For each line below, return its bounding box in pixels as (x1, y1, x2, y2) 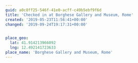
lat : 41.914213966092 (10, 40, 56, 46)
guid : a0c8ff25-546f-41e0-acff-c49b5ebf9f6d (5, 7, 102, 13)
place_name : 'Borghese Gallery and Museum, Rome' (5, 50, 113, 55)
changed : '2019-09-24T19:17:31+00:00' (5, 22, 88, 27)
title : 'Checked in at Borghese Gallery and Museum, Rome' (5, 12, 134, 17)
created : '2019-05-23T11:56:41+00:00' (5, 17, 88, 22)
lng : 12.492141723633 (10, 45, 56, 50)
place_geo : (5, 35, 29, 41)
